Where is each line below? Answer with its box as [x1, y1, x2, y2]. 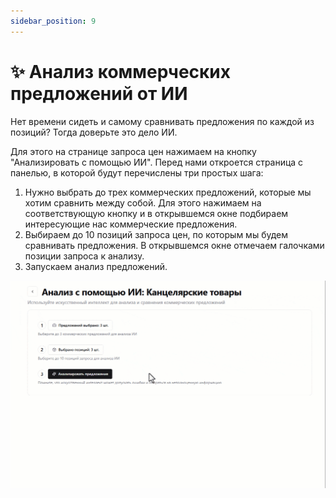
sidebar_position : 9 [10, 16, 97, 26]
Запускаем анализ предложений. [24, 260, 168, 272]
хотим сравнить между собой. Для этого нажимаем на [24, 196, 262, 209]
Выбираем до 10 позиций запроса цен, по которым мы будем [24, 228, 289, 240]
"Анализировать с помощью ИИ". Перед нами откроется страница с [10, 156, 304, 168]
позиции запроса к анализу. [24, 250, 145, 262]
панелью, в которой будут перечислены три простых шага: [10, 166, 264, 179]
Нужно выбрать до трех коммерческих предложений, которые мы [24, 186, 312, 198]
